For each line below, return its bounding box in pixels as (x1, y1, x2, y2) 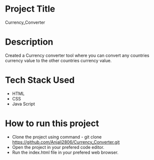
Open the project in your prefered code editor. (12, 144, 104, 150)
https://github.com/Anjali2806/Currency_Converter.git (12, 139, 120, 145)
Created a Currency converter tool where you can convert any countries (5, 52, 150, 58)
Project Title (5, 3, 55, 15)
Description (5, 36, 53, 48)
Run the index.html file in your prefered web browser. (12, 149, 119, 155)
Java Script (12, 101, 35, 107)
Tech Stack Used (5, 75, 75, 86)
